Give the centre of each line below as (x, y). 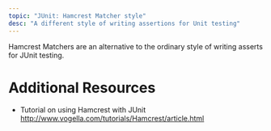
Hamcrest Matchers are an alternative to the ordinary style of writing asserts (135, 46)
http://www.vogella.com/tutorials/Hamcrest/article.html (112, 119)
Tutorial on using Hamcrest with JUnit (83, 110)
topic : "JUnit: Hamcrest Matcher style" (78, 16)
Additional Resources (82, 88)
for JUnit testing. (36, 55)
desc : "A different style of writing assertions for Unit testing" (125, 23)
